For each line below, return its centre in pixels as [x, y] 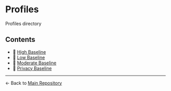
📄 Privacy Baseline [32, 68]
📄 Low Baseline [29, 57]
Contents [20, 40]
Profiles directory [23, 24]
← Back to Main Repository [34, 83]
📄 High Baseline [29, 52]
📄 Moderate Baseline [35, 63]
